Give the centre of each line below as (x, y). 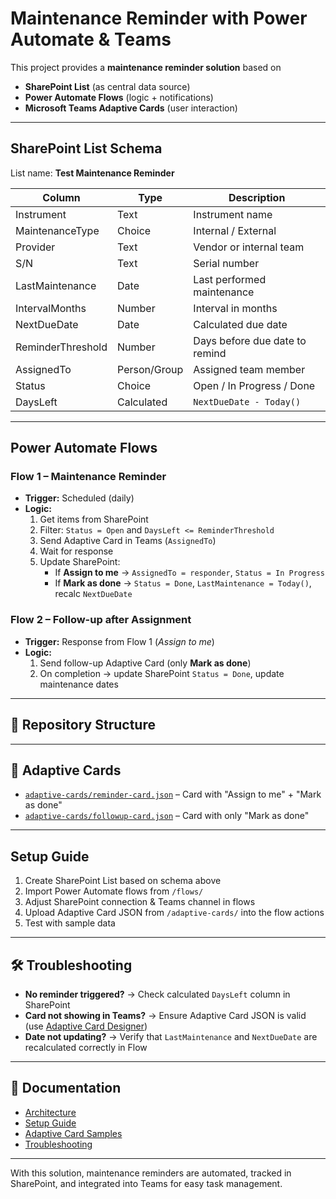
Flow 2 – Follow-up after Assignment (101, 620)
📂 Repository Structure (83, 725)
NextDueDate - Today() (247, 401)
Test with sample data (70, 923)
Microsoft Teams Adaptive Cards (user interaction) (131, 108)
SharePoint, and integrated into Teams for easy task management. (146, 1183)
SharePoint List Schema (86, 148)
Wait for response (76, 551)
